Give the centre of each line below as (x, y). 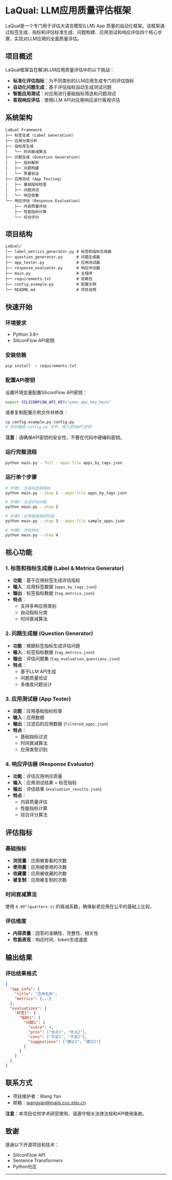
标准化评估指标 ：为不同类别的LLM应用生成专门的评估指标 (73, 81)
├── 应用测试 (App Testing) (34, 179)
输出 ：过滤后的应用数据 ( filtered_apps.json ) (60, 724)
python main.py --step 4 (32, 535)
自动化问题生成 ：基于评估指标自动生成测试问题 (62, 87)
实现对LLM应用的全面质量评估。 (48, 39)
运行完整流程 (21, 452)
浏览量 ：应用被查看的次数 (40, 860)
